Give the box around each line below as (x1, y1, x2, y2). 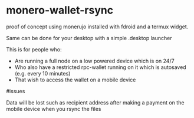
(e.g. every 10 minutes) (14, 70, 71, 77)
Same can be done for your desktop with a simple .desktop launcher (6, 34, 172, 41)
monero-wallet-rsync (6, 4, 114, 17)
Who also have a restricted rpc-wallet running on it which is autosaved (14, 63, 187, 71)
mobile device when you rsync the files (6, 105, 101, 112)
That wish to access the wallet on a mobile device (14, 76, 136, 83)
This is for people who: (6, 45, 62, 53)
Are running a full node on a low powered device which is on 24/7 (14, 57, 175, 64)
